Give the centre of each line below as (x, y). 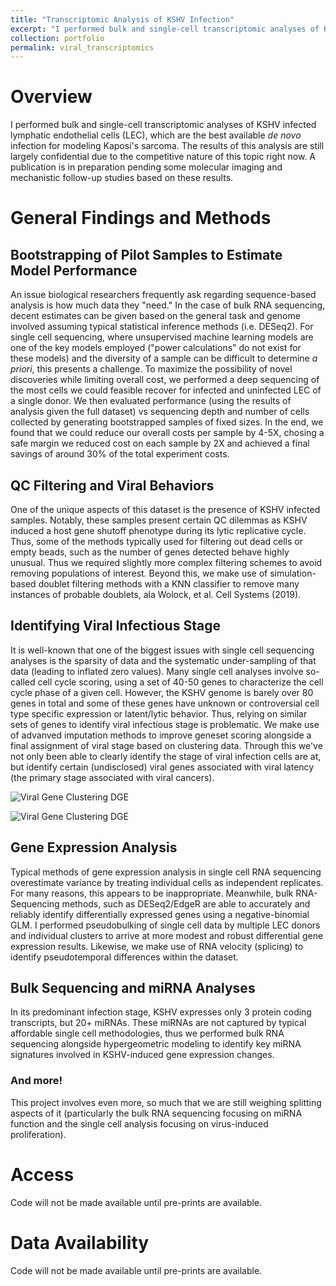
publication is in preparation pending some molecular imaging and (146, 167)
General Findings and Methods (141, 218)
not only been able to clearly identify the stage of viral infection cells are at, (166, 756)
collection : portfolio (57, 38)
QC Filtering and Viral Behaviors (112, 485)
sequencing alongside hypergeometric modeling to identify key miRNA (156, 1044)
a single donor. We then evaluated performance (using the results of (151, 401)
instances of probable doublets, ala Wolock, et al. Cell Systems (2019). (156, 594)
